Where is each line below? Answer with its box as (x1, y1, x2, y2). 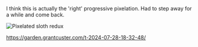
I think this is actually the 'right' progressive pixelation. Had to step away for (6, 5, 192, 12)
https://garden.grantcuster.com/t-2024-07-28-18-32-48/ (6, 34, 146, 41)
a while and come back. (6, 11, 65, 18)
